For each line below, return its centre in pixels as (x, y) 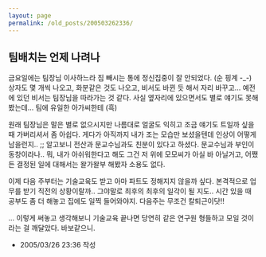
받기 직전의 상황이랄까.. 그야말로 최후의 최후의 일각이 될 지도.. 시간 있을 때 (137, 191)
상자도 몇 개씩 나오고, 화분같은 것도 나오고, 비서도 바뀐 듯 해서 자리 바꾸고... (125, 88)
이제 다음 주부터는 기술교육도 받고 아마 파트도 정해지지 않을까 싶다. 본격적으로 (128, 181)
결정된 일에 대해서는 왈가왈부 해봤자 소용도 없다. (91, 165)
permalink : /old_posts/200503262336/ (71, 23)
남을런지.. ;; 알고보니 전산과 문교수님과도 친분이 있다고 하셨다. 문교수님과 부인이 (131, 145)
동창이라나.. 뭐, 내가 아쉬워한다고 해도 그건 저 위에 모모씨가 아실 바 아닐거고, (126, 154)
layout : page (30, 16)
